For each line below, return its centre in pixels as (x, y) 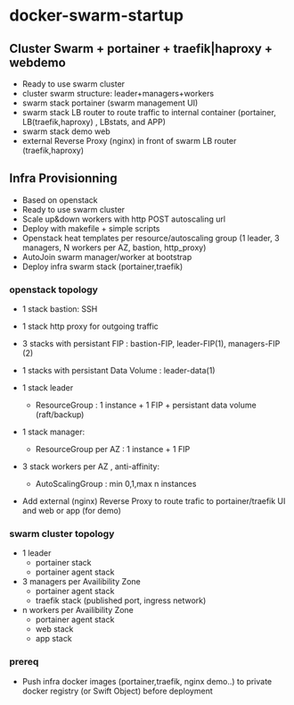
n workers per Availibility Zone (78, 610)
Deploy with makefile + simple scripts (91, 228)
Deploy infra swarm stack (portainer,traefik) (102, 266)
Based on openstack (60, 200)
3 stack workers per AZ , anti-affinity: (91, 466)
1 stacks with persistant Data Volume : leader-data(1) (118, 371)
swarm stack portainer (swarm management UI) (110, 103)
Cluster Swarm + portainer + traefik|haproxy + (141, 49)
